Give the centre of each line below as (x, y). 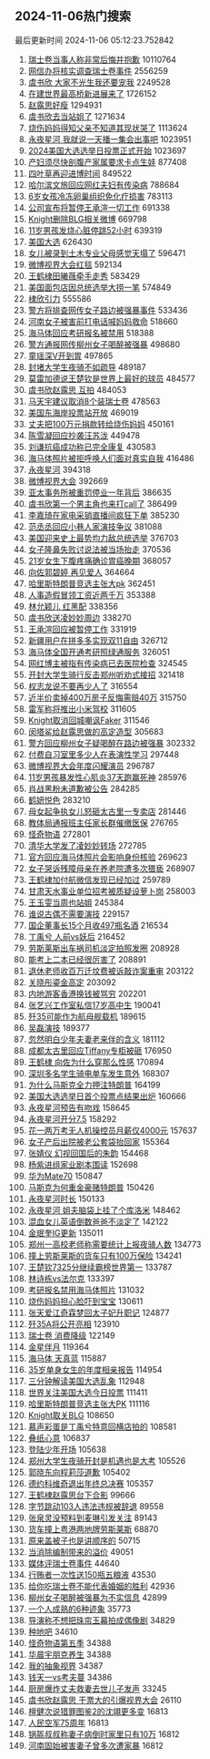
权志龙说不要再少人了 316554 (83, 685)
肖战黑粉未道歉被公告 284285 (84, 788)
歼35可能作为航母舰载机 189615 (87, 1016)
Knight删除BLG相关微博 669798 (88, 219)
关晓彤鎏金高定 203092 (72, 982)
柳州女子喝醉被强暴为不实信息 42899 (97, 1597)
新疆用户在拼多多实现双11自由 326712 (98, 640)
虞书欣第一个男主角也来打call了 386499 (102, 503)
